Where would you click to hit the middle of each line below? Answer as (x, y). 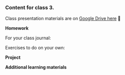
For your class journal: (28, 38)
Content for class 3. (30, 8)
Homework (17, 28)
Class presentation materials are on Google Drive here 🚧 (63, 19)
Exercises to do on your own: (35, 48)
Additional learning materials (36, 67)
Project (13, 57)
